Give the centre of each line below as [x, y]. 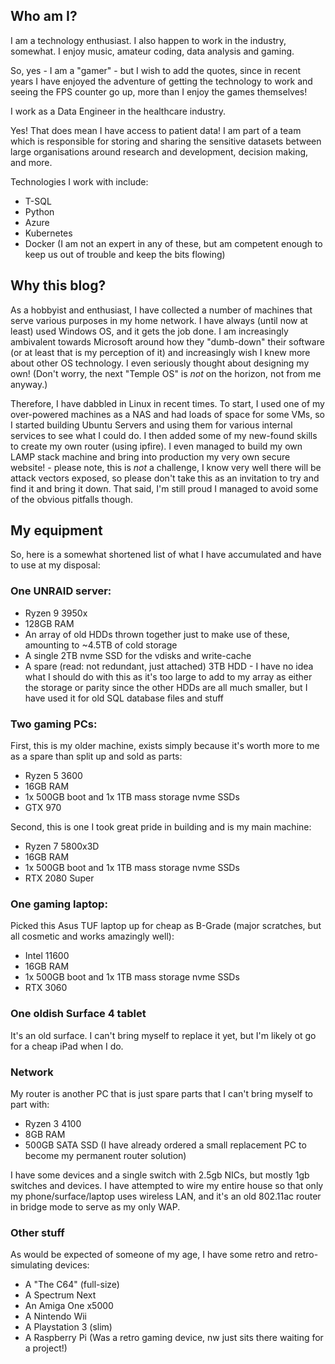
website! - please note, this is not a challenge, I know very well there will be [166, 467]
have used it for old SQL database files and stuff [124, 698]
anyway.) [29, 384]
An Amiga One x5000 [69, 1306]
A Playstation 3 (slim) [68, 1327]
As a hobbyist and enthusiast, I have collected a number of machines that [161, 310]
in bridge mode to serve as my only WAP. [95, 1206]
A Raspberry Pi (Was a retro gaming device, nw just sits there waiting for [174, 1338]
